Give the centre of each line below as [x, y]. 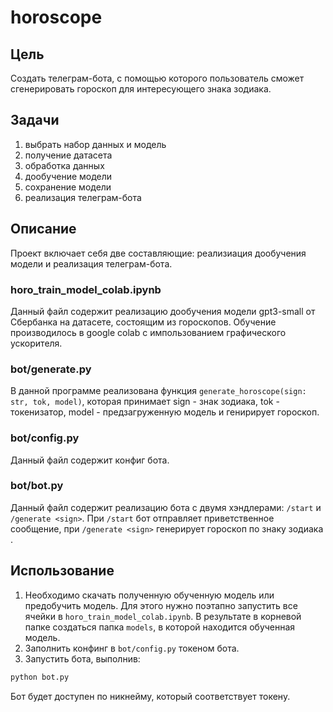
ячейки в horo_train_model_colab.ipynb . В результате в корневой [163, 616]
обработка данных [64, 165]
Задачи [35, 120]
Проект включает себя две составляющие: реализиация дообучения [158, 253]
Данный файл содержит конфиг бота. [90, 460]
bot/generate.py [51, 369]
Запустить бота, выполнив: [82, 658]
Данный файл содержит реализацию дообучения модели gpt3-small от [163, 311]
